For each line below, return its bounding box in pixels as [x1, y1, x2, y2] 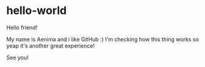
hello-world [6, 4, 67, 18]
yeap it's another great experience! [6, 42, 95, 49]
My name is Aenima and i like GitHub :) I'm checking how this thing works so [6, 35, 199, 43]
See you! [6, 54, 29, 61]
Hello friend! [6, 24, 38, 31]
